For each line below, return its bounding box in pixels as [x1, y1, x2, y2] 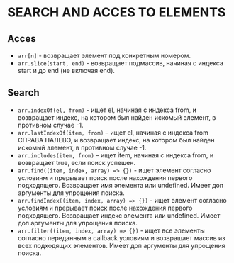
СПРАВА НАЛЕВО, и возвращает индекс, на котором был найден [17, 135, 215, 144]
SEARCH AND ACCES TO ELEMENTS [7, 4, 226, 21]
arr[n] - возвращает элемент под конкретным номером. [17, 51, 191, 60]
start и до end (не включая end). [17, 67, 116, 74]
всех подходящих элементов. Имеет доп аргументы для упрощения [17, 241, 225, 250]
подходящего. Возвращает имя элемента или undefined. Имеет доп [17, 181, 224, 189]
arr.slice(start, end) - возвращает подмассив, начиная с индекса [17, 59, 223, 67]
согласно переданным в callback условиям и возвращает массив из [17, 233, 225, 242]
